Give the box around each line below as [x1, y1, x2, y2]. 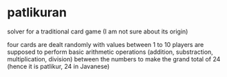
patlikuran [7, 5, 67, 20]
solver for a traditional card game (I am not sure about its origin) [7, 27, 188, 35]
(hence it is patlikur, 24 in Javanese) [7, 62, 110, 70]
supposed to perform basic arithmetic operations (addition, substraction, [7, 48, 213, 56]
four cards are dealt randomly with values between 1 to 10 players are [7, 40, 204, 48]
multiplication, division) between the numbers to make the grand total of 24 [7, 55, 221, 63]
